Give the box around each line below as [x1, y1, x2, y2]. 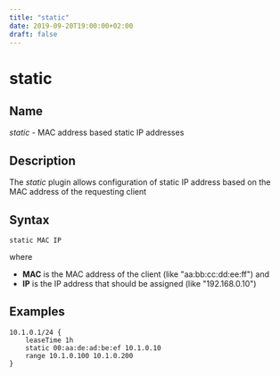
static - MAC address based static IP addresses [9, 127, 185, 138]
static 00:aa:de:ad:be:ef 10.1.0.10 [25, 343, 162, 353]
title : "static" [9, 13, 70, 22]
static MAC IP [9, 236, 62, 245]
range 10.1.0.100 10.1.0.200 [25, 351, 134, 360]
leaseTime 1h [25, 336, 74, 345]
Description [9, 153, 76, 168]
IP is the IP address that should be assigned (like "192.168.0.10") [21, 279, 257, 288]
